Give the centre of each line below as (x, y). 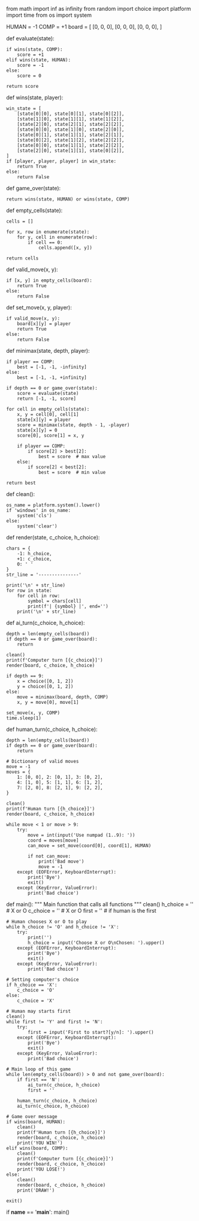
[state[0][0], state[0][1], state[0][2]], (71, 114)
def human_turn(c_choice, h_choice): (52, 729)
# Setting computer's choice (43, 980)
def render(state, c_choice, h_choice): (53, 537)
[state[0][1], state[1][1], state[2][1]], (71, 135)
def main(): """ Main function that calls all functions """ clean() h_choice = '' (100, 904)
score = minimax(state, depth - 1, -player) (73, 425)
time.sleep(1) (24, 718)
